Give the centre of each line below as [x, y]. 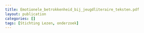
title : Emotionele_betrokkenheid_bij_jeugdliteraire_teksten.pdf [72, 9]
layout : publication [26, 14]
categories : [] [20, 18]
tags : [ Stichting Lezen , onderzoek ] [42, 23]
